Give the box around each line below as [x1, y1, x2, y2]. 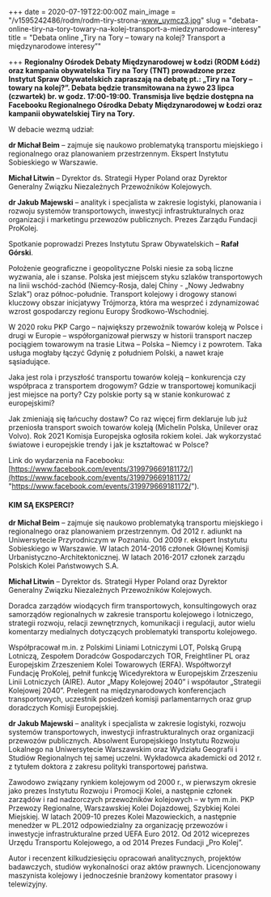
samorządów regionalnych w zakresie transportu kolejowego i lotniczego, [8, 610, 254, 620]
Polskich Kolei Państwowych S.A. [8, 561, 120, 571]
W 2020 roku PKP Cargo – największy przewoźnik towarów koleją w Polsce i [8, 322, 263, 332]
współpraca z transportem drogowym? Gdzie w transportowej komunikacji [8, 381, 256, 390]
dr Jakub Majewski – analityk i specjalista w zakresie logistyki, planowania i [8, 198, 261, 207]
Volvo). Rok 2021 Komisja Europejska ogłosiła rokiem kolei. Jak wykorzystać [8, 431, 262, 440]
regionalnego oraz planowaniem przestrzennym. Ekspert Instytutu [8, 149, 229, 158]
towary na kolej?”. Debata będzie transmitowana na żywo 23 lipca [8, 83, 235, 92]
